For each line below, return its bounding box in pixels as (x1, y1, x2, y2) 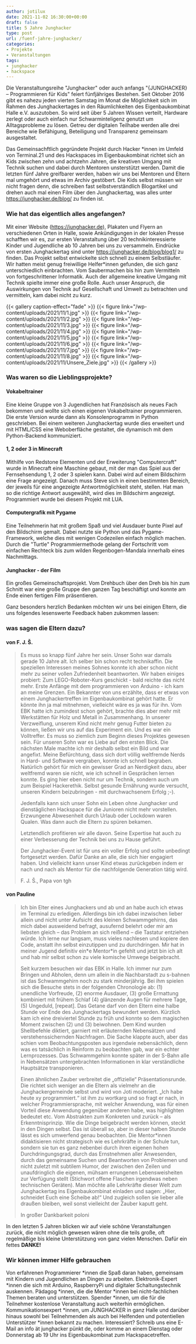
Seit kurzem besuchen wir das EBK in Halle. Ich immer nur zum (20, 965, 172, 972)
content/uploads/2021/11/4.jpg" (6, 328, 82, 335)
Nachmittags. (6, 554, 38, 561)
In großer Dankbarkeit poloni (20, 1211, 89, 1218)
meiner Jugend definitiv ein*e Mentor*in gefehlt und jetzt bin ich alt (20, 947, 183, 954)
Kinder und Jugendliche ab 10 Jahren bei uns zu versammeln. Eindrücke (6, 242, 180, 249)
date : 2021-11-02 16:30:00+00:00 (6, 14, 87, 20)
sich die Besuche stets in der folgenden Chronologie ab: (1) (20, 984, 163, 991)
